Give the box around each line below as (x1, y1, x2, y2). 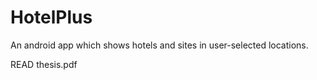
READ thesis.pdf (10, 58, 78, 70)
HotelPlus (10, 6, 93, 29)
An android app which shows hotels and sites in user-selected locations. (10, 39, 309, 51)
